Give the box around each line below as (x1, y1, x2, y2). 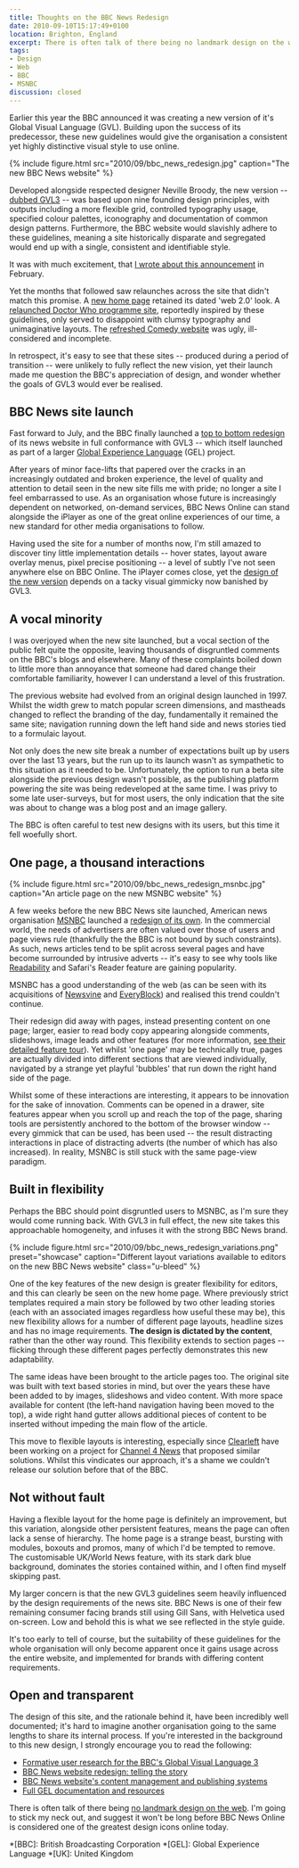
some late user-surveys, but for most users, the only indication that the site (9, 793, 285, 803)
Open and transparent (9, 1687, 134, 1703)
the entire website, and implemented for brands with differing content (9, 1652, 264, 1663)
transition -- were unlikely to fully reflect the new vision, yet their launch (9, 359, 273, 370)
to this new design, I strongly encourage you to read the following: (9, 1740, 252, 1750)
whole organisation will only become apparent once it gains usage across (9, 1642, 279, 1654)
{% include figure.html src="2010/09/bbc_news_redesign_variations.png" (9, 1241, 279, 1253)
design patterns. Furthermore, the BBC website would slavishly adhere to (9, 222, 278, 233)
